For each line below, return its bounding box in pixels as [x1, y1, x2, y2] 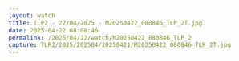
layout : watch [8, 11, 56, 20]
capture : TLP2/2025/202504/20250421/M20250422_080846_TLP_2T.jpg [8, 41, 231, 49]
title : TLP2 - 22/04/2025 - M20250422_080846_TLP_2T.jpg [8, 19, 203, 27]
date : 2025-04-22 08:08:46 [8, 26, 99, 34]
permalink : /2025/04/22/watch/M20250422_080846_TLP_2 [8, 33, 192, 42]
